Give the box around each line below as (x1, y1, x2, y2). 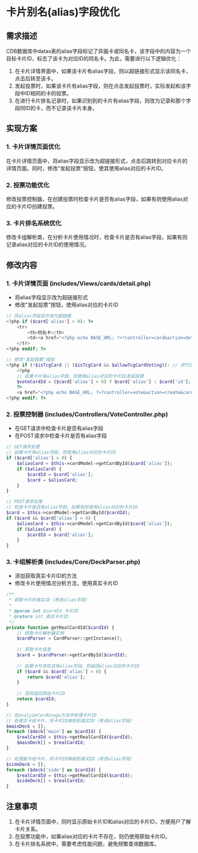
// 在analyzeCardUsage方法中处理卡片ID (6, 712, 97, 718)
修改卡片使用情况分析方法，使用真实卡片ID (14, 580, 118, 587)
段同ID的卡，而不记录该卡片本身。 (14, 105, 98, 111)
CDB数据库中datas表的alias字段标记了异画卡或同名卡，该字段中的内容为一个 (6, 48, 192, 54)
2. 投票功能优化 (6, 181, 50, 189)
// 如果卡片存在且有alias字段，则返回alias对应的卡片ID (16, 663, 140, 669)
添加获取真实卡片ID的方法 (14, 572, 77, 580)
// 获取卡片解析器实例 (16, 630, 65, 636)
